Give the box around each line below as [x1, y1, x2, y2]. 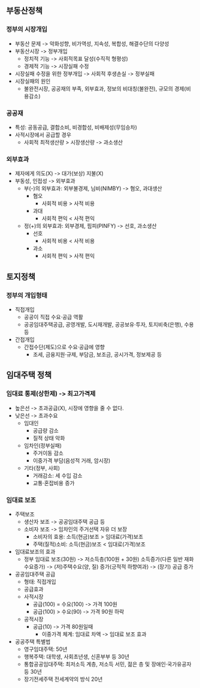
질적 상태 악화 [32, 434, 65, 441]
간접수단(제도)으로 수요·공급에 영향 [23, 343, 105, 350]
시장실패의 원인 [14, 77, 51, 85]
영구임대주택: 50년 [23, 645, 68, 653]
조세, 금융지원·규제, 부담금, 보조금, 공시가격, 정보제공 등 [32, 350, 162, 358]
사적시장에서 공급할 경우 [14, 131, 72, 138]
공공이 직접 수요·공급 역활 [23, 313, 84, 320]
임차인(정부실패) [23, 441, 62, 449]
